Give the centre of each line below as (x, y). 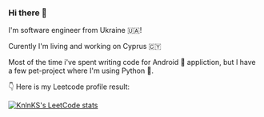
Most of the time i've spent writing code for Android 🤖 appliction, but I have (132, 63)
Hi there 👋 (28, 13)
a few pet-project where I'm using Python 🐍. (81, 71)
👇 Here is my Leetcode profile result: (69, 87)
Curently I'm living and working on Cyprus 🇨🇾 (85, 46)
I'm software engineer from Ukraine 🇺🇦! (75, 30)
